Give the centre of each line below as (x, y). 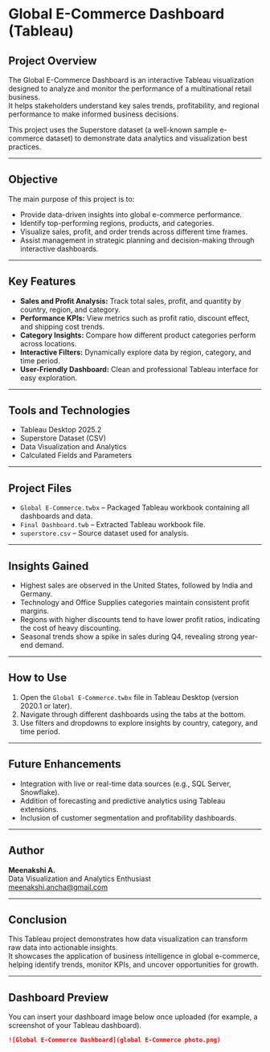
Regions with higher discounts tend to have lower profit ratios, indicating (140, 620)
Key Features (42, 282)
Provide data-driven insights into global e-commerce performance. (131, 215)
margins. (35, 611)
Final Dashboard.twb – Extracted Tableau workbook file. (112, 525)
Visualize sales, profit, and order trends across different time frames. (134, 231)
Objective (33, 180)
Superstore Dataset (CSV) (63, 438)
